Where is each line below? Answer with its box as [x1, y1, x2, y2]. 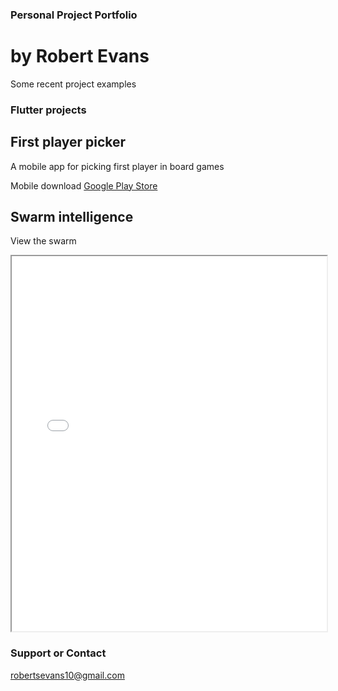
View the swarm [10, 235, 77, 247]
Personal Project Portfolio [10, 8, 138, 22]
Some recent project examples [10, 78, 137, 90]
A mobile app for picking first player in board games [10, 160, 225, 172]
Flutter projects [10, 103, 87, 117]
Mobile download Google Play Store [10, 179, 158, 192]
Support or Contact [10, 646, 107, 660]
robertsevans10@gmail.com [10, 669, 125, 681]
